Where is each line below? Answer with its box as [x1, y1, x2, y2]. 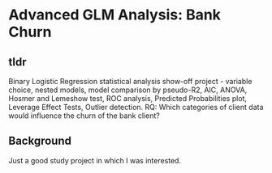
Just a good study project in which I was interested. [8, 155, 181, 165]
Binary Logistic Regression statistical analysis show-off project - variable [8, 77, 253, 86]
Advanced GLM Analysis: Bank [8, 6, 222, 24]
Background [8, 134, 71, 148]
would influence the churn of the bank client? [8, 111, 160, 120]
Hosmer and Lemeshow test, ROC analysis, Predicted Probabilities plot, [8, 94, 248, 103]
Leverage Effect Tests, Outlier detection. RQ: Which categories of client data [8, 103, 264, 112]
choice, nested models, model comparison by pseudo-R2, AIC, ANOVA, [8, 85, 248, 95]
